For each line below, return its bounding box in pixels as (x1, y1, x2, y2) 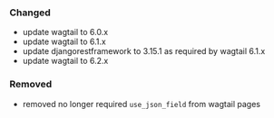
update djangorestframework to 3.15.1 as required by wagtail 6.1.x (22, 46, 266, 57)
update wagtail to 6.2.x (22, 56, 109, 67)
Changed (9, 6, 52, 19)
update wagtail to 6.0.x (22, 27, 109, 38)
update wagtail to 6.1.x (22, 36, 106, 47)
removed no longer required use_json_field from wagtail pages (22, 98, 261, 109)
